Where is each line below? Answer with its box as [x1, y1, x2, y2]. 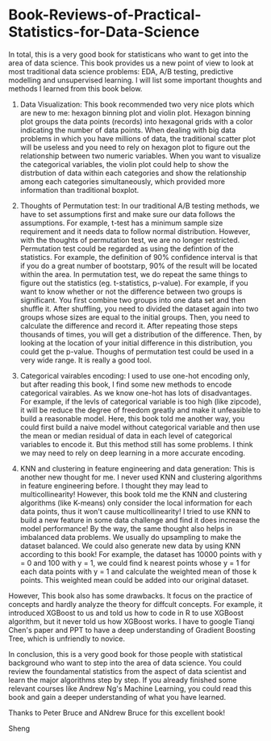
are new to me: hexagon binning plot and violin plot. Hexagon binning [19, 107, 251, 118]
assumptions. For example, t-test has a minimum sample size [19, 218, 223, 228]
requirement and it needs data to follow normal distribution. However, [19, 226, 251, 236]
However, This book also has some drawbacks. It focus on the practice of [8, 591, 253, 601]
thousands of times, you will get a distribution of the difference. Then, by [19, 329, 262, 339]
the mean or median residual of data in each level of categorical [19, 430, 232, 441]
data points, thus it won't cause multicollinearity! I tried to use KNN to [19, 506, 251, 516]
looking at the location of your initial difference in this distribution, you [19, 337, 252, 348]
